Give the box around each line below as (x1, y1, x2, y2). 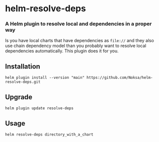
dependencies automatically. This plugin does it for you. (5, 48, 119, 54)
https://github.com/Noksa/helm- (86, 75, 153, 80)
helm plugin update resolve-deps (5, 106, 74, 111)
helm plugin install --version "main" (5, 75, 85, 80)
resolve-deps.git (5, 79, 41, 85)
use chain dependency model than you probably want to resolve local (5, 43, 147, 49)
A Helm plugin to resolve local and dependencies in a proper (5, 21, 152, 27)
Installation (5, 62, 40, 71)
